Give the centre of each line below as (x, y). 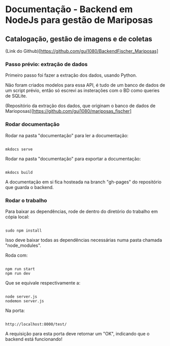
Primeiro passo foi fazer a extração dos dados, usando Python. (71, 75)
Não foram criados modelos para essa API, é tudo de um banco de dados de (85, 85)
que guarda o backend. (30, 187)
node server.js (21, 296)
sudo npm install (24, 230)
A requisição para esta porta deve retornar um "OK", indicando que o (77, 333)
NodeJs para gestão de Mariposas (79, 20)
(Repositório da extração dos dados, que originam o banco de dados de (80, 106)
